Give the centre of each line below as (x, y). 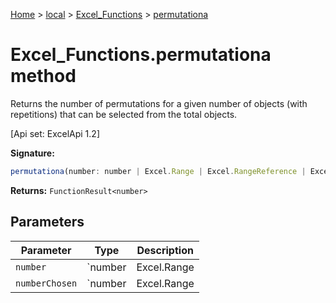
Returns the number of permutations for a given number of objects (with (159, 103)
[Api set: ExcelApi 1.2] (55, 133)
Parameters (47, 222)
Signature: (32, 153)
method (43, 76)
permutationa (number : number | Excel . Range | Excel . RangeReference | (158, 171)
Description (165, 250)
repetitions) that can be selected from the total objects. (124, 114)
